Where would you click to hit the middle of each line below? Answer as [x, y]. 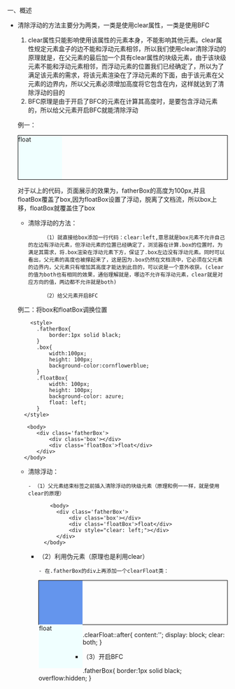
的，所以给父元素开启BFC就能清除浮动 [83, 110]
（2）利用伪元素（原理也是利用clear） [93, 556]
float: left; [68, 403]
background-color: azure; [86, 396]
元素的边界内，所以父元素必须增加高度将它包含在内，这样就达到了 [123, 84]
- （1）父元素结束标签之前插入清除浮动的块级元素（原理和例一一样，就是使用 [124, 486]
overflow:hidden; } [65, 678]
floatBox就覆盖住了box [63, 208]
